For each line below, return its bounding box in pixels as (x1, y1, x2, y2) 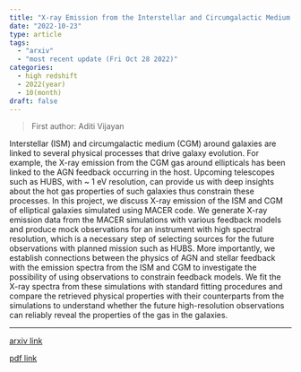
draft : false (9, 96, 58, 106)
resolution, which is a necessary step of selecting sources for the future (9, 234, 275, 245)
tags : (9, 38, 30, 48)
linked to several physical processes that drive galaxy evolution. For (9, 148, 260, 159)
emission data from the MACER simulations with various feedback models (9, 214, 282, 225)
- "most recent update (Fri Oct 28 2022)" (17, 55, 178, 64)
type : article (9, 30, 63, 39)
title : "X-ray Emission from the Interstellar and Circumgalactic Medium (9, 13, 291, 22)
